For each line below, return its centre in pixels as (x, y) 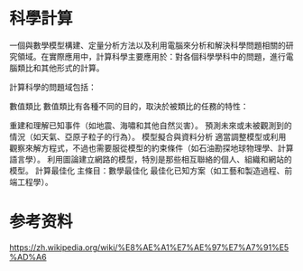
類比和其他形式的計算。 (60, 68)
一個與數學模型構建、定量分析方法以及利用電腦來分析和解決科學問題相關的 (147, 45)
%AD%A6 (28, 257)
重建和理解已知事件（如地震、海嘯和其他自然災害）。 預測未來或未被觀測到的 (151, 125)
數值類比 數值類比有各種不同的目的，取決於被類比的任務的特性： (129, 106)
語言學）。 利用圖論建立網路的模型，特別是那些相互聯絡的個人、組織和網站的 (151, 159)
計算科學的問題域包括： (53, 87)
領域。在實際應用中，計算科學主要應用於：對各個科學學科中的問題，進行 (151, 56)
